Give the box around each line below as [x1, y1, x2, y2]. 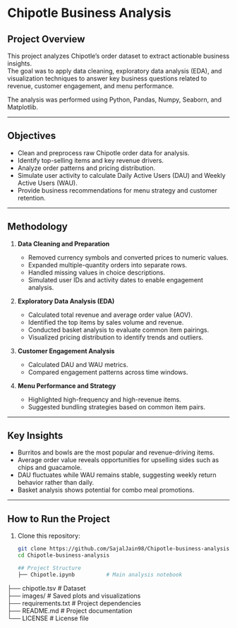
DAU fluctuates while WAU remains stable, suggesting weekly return [17, 471, 217, 479]
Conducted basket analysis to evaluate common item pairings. [28, 325, 209, 334]
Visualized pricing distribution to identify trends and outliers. [28, 333, 204, 342]
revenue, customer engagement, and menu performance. [7, 82, 174, 90]
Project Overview [7, 33, 85, 45]
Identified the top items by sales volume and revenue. [28, 318, 184, 326]
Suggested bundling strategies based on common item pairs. [28, 402, 206, 411]
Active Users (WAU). [17, 179, 78, 187]
